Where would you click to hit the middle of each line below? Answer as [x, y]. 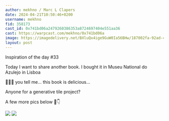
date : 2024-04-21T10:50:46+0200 [39, 15]
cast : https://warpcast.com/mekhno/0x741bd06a [55, 33]
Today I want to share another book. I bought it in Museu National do [76, 67]
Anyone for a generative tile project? [43, 92]
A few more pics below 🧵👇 [33, 102]
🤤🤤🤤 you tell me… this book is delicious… [48, 82]
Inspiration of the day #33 [32, 57]
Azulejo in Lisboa [23, 72]
